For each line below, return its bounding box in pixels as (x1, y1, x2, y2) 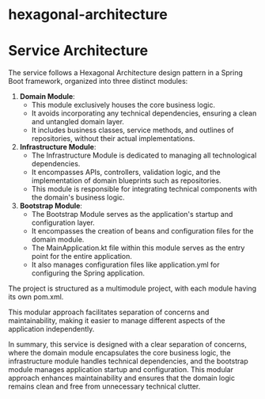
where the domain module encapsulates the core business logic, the (8, 348, 231, 358)
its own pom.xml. (8, 292, 64, 302)
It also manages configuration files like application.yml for (31, 260, 220, 270)
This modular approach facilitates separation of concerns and (8, 307, 210, 317)
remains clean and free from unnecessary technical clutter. (8, 382, 201, 391)
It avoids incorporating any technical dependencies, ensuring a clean (31, 108, 257, 118)
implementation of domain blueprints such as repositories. (31, 176, 221, 185)
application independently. (8, 325, 95, 334)
